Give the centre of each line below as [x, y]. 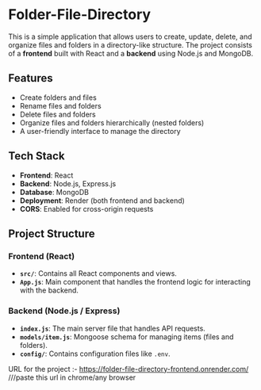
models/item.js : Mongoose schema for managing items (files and [127, 336]
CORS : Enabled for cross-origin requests [86, 208]
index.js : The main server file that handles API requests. [113, 328]
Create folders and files [58, 97]
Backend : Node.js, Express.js [68, 183]
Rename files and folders [60, 105]
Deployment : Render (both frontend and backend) [102, 201]
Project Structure [52, 233]
